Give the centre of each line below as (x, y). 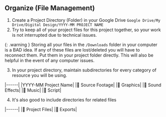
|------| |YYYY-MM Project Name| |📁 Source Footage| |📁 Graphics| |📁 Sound (83, 85)
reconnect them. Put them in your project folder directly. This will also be (79, 55)
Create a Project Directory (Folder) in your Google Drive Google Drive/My (86, 20)
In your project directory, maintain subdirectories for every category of (84, 70)
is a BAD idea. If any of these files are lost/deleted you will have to (72, 50)
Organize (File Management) (50, 8)
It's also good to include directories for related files (64, 100)
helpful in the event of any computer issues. (50, 60)
